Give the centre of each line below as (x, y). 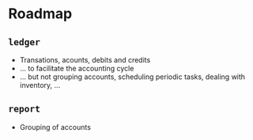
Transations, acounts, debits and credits (85, 60)
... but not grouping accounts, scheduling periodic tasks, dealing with (132, 77)
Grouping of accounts (55, 127)
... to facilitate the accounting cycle (77, 68)
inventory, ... (40, 85)
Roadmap (40, 14)
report (25, 109)
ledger (25, 42)
